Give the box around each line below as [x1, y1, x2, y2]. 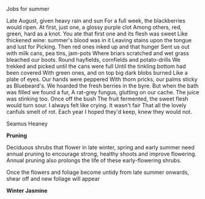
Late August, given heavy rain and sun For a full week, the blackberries [6, 17, 185, 24]
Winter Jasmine [6, 187, 48, 194]
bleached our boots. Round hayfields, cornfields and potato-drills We [6, 56, 181, 63]
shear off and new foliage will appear [6, 175, 100, 182]
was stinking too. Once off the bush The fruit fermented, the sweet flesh [6, 95, 188, 102]
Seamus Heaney [6, 120, 48, 127]
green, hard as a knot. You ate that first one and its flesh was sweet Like [6, 30, 188, 37]
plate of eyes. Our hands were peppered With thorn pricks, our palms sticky [6, 76, 198, 83]
